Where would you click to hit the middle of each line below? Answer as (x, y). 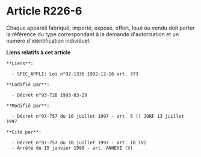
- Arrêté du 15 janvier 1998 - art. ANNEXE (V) (73, 148)
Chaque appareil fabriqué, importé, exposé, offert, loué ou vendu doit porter (100, 28)
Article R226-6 (44, 11)
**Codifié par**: (28, 85)
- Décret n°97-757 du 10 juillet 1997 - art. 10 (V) (79, 143)
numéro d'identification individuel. (48, 40)
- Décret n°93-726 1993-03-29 (49, 95)
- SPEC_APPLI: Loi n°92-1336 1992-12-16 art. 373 (75, 74)
